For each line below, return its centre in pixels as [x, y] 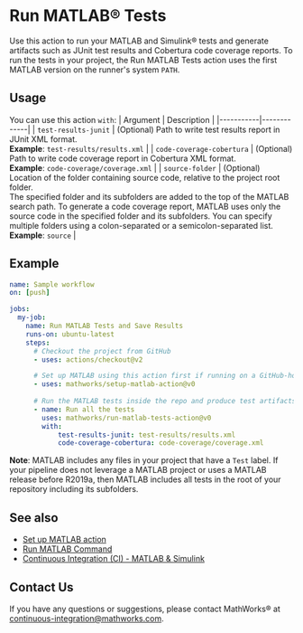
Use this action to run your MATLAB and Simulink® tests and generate [139, 41]
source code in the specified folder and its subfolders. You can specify [141, 216]
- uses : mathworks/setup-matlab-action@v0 [114, 384]
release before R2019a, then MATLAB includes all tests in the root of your [145, 479]
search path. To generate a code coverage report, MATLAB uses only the [145, 206]
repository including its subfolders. [74, 489]
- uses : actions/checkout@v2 [88, 359]
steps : [38, 343]
